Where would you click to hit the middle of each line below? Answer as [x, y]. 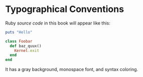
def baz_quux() [26, 46]
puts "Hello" [19, 32]
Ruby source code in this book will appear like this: [58, 23]
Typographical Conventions [65, 9]
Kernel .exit [27, 50]
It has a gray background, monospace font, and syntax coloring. [72, 69]
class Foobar [19, 41]
